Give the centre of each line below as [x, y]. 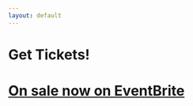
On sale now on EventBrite [96, 91]
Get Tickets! [49, 54]
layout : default [35, 15]
